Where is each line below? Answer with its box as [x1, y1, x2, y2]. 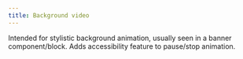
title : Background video [8, 11, 90, 20]
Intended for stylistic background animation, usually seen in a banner [8, 33, 232, 42]
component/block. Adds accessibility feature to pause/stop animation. [8, 41, 236, 51]
